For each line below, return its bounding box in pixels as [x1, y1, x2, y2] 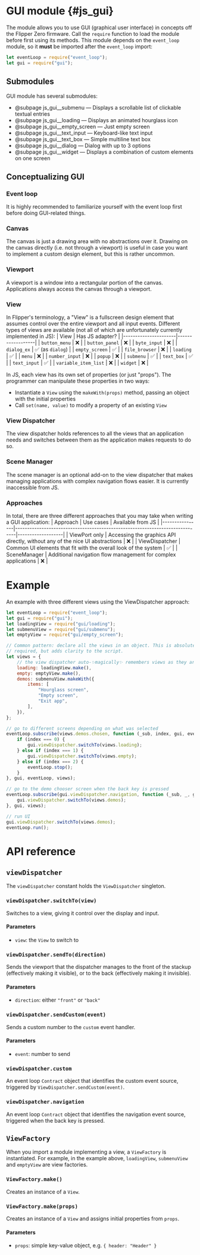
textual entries [14, 110, 51, 117]
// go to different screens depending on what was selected [6, 725, 159, 731]
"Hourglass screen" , [37, 687, 89, 693]
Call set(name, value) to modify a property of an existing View [14, 402, 167, 409]
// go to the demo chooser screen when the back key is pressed [6, 786, 169, 792]
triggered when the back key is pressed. [6, 1117, 105, 1124]
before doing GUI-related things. [6, 210, 86, 217]
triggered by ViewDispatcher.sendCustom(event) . [6, 1083, 125, 1091]
